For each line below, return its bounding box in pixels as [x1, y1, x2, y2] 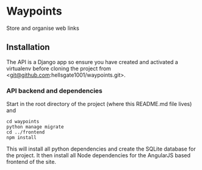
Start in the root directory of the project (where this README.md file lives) [6, 101, 192, 108]
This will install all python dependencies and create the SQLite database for [6, 145, 197, 153]
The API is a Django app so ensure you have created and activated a [6, 58, 178, 65]
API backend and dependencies [6, 87, 103, 95]
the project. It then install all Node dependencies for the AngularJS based [6, 152, 191, 159]
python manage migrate [6, 124, 64, 130]
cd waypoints [6, 119, 40, 125]
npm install [6, 135, 37, 141]
